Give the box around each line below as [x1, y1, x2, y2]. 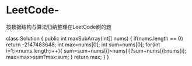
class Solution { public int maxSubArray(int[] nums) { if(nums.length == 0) [6, 35, 184, 42]
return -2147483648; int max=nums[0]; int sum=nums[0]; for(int [6, 41, 160, 48]
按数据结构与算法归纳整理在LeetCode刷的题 [6, 23, 112, 30]
